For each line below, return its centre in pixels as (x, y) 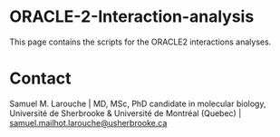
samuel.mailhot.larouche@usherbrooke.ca (88, 122)
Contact (40, 78)
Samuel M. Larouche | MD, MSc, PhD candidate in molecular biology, (138, 103)
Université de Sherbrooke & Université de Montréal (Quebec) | (126, 113)
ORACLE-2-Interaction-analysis (132, 17)
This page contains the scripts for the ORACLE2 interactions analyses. (140, 42)
